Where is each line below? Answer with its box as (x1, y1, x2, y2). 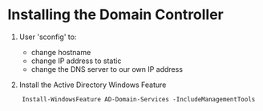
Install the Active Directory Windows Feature (18, 80, 167, 89)
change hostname (30, 47, 91, 57)
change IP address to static (30, 56, 122, 65)
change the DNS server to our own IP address (30, 64, 184, 73)
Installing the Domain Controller (7, 6, 224, 24)
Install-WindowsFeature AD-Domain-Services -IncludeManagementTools (22, 95, 256, 103)
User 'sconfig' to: (18, 32, 77, 42)
